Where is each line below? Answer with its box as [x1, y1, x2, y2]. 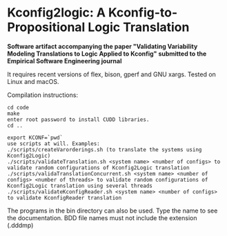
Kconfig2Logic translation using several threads [7, 182, 153, 189]
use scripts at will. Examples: [7, 140, 100, 147]
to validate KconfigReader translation [7, 194, 122, 201]
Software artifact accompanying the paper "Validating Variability [7, 42, 198, 50]
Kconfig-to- [108, 5, 178, 21]
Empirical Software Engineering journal [7, 56, 122, 65]
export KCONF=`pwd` [7, 134, 63, 141]
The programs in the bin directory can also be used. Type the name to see [7, 206, 218, 215]
